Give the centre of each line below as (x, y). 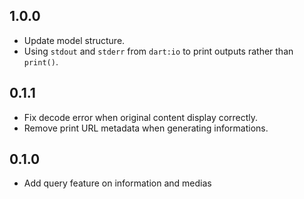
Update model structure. (74, 40)
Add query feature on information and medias (117, 183)
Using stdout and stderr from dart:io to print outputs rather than (158, 51)
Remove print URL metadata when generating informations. (146, 128)
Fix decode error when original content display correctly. (141, 117)
